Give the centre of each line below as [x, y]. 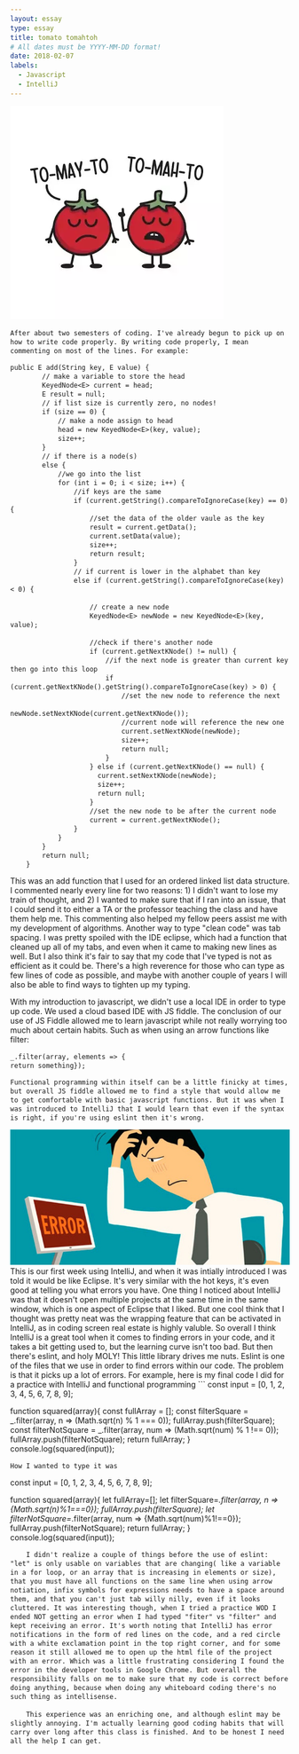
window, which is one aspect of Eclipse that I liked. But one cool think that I [147, 1310]
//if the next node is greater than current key [197, 660]
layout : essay [36, 19]
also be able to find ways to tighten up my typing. [100, 984]
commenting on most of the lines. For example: [100, 350]
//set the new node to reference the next [201, 696]
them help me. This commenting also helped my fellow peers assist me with [149, 918]
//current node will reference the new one [203, 722]
